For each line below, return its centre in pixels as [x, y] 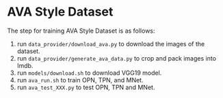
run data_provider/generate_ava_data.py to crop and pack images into [117, 58]
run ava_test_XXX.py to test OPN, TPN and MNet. [86, 87]
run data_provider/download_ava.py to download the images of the [111, 44]
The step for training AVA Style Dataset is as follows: [81, 31]
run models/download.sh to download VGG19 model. [89, 73]
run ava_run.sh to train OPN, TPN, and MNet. [80, 80]
